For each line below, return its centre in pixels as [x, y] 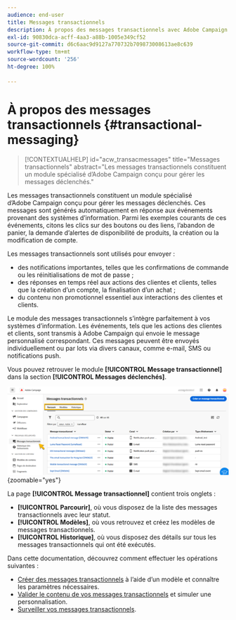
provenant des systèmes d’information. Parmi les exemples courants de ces [117, 217]
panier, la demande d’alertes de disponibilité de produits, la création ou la [113, 233]
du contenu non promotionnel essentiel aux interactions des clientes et [120, 297]
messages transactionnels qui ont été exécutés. [86, 544]
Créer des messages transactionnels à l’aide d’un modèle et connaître [118, 579]
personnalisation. [42, 602]
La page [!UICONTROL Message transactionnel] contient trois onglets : [112, 493]
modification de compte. [43, 240]
